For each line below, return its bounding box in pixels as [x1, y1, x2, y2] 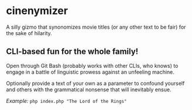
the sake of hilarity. [6, 29, 53, 36]
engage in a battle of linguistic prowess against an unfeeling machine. [6, 68, 174, 75]
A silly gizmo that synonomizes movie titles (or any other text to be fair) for [6, 23, 186, 30]
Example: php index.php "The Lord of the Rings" [6, 97, 127, 104]
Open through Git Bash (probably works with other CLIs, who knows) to [6, 62, 179, 69]
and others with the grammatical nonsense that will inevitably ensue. [6, 86, 172, 93]
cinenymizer [6, 4, 68, 18]
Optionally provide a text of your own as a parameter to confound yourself [6, 80, 185, 87]
